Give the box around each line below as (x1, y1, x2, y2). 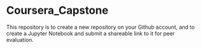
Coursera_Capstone (6, 4, 109, 17)
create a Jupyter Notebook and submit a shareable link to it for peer (6, 29, 175, 37)
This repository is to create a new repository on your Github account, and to (6, 23, 195, 31)
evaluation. (6, 36, 34, 43)
